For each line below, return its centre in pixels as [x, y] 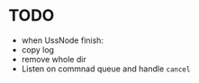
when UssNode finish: [63, 40]
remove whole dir [54, 59]
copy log [38, 49]
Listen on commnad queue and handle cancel [106, 69]
